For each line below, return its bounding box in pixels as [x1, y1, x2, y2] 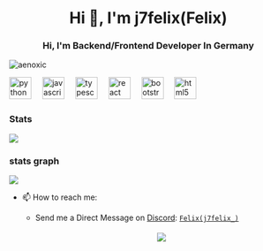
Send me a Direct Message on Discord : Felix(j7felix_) [34, 212, 239, 224]
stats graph [9, 155, 60, 167]
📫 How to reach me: [21, 192, 98, 202]
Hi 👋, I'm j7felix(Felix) [69, 8, 228, 28]
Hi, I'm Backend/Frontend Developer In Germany [42, 40, 254, 52]
